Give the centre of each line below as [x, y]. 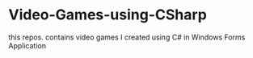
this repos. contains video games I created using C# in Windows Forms [127, 37]
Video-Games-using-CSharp [108, 15]
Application [27, 45]
